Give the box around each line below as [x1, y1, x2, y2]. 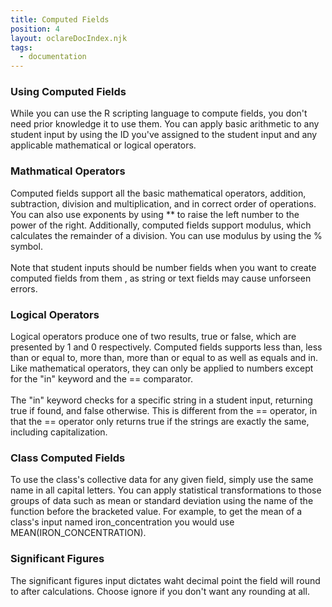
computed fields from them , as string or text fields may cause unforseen [10, 272, 312, 284]
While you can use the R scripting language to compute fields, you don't [10, 107, 308, 120]
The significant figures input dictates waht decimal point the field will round [10, 574, 321, 586]
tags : [10, 42, 33, 53]
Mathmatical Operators [10, 164, 126, 178]
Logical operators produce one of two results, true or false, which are [10, 331, 297, 343]
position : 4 [10, 24, 60, 34]
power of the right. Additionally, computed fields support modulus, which [10, 219, 312, 231]
